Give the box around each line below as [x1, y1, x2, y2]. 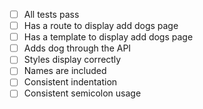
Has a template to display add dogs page [23, 31, 194, 43]
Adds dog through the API [23, 42, 132, 54]
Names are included [23, 65, 107, 77]
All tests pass [23, 9, 80, 20]
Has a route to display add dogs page [23, 20, 179, 32]
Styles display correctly [23, 54, 122, 66]
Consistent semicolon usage [23, 87, 142, 99]
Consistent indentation [23, 76, 118, 88]
